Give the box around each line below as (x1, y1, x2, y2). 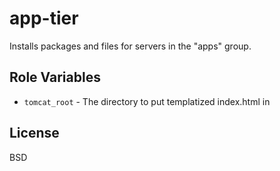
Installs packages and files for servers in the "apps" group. (9, 40, 252, 52)
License (9, 125, 60, 142)
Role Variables (9, 69, 101, 86)
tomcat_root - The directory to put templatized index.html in (23, 95, 271, 107)
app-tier (9, 7, 79, 30)
